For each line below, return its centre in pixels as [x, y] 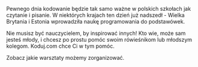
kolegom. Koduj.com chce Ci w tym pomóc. [60, 46]
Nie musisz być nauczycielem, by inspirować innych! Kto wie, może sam [96, 33]
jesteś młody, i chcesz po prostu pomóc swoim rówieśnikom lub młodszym [99, 40]
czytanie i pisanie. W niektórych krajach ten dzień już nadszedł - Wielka [96, 15]
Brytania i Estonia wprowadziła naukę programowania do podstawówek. [96, 21]
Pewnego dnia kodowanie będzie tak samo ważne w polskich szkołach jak [99, 9]
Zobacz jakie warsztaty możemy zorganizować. [65, 58]
